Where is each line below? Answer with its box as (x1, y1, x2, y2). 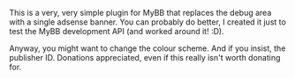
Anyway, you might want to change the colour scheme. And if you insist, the (9, 43, 286, 54)
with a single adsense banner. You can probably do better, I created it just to (9, 17, 287, 27)
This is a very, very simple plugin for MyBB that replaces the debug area (9, 8, 272, 18)
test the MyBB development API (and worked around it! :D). (9, 26, 224, 36)
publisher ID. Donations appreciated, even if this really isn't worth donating (9, 53, 281, 62)
